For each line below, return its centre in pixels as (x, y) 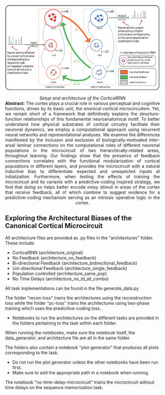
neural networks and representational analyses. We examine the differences (82, 134)
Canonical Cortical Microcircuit (54, 226)
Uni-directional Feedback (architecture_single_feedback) (70, 268)
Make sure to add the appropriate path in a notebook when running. (81, 372)
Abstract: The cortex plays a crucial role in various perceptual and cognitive (82, 103)
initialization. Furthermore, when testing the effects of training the (82, 176)
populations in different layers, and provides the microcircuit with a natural (82, 166)
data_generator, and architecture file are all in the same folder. (68, 338)
